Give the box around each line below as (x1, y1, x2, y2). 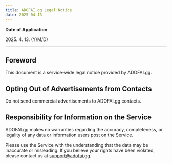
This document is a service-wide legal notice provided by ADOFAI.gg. (5, 70, 152, 76)
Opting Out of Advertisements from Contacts (5, 84, 152, 93)
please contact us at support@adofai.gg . (5, 152, 92, 159)
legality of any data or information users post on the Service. (5, 132, 134, 138)
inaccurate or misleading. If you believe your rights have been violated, (5, 147, 155, 153)
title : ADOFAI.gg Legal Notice (5, 7, 72, 13)
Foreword (5, 56, 37, 65)
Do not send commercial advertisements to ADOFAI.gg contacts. (5, 98, 142, 104)
